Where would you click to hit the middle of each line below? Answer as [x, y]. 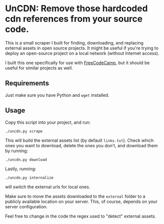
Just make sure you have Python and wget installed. [57, 95]
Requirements [27, 83]
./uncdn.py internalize [29, 178]
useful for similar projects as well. [39, 68]
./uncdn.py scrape [24, 131]
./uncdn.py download [26, 159]
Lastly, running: [21, 169]
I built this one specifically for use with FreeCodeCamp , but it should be [77, 63]
